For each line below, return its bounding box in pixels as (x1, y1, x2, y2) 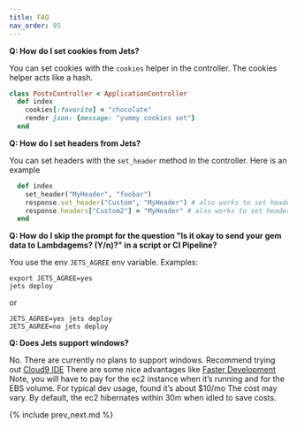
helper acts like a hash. (9, 72, 94, 82)
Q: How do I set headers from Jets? (9, 138, 141, 149)
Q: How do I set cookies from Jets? (9, 45, 140, 56)
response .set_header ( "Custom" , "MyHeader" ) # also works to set (25, 198, 267, 207)
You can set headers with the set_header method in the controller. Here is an (9, 155, 287, 165)
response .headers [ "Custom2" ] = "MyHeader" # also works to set (25, 206, 263, 215)
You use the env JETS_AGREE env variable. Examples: (9, 257, 199, 268)
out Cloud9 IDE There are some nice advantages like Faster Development (9, 364, 277, 375)
